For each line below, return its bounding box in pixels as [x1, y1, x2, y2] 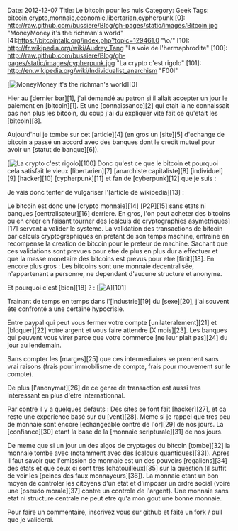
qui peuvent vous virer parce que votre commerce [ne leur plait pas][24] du [7, 334, 228, 341]
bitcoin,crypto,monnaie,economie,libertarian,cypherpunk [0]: [7, 13, 186, 22]
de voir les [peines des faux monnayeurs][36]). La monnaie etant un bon [7, 471, 219, 480]
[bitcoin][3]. [7, 116, 42, 125]
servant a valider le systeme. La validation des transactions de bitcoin [19, 224, 223, 233]
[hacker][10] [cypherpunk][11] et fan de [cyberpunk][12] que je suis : [17, 174, 217, 182]
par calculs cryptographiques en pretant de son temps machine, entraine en [7, 232, 229, 240]
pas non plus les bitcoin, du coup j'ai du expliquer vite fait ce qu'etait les [7, 109, 218, 117]
